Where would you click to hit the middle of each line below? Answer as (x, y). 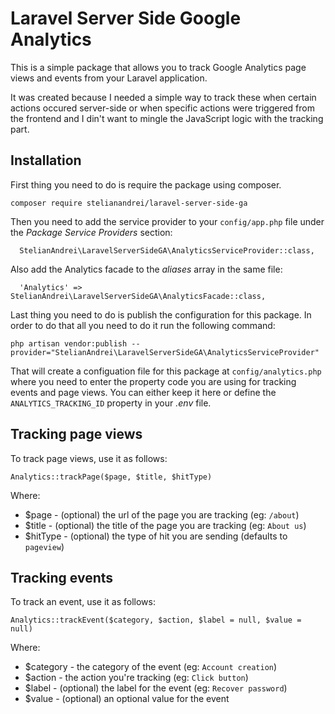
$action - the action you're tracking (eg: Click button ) (136, 678)
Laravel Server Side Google (126, 18)
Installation (46, 160)
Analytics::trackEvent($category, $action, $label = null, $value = (156, 620)
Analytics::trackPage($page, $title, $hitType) (111, 477)
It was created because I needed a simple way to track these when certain (163, 97)
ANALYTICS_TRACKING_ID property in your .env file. (111, 403)
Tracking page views (76, 434)
